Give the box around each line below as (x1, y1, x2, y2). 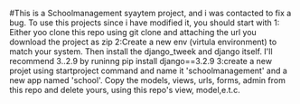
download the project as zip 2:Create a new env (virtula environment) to (9, 36, 277, 47)
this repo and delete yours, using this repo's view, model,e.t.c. (9, 85, 241, 95)
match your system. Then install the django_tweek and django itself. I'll (9, 46, 273, 57)
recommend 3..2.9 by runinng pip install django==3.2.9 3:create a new (9, 56, 273, 66)
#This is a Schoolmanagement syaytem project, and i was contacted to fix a (9, 8, 292, 18)
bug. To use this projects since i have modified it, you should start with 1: (9, 17, 280, 28)
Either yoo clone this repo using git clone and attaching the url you (9, 27, 258, 37)
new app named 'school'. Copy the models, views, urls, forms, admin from (9, 75, 286, 85)
